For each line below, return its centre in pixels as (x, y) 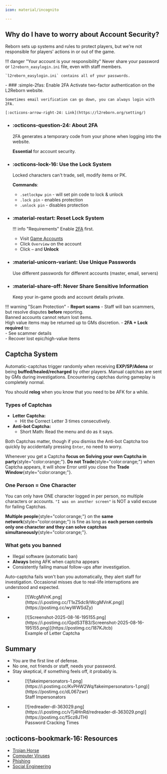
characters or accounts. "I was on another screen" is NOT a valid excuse (81, 501)
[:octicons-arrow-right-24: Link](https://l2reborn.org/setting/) (76, 113)
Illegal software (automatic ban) (45, 556)
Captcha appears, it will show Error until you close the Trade (67, 467)
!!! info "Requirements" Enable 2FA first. (53, 229)
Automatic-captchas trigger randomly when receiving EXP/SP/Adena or (79, 366)
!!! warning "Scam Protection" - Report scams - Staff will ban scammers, (80, 306)
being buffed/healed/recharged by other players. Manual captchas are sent (83, 371)
